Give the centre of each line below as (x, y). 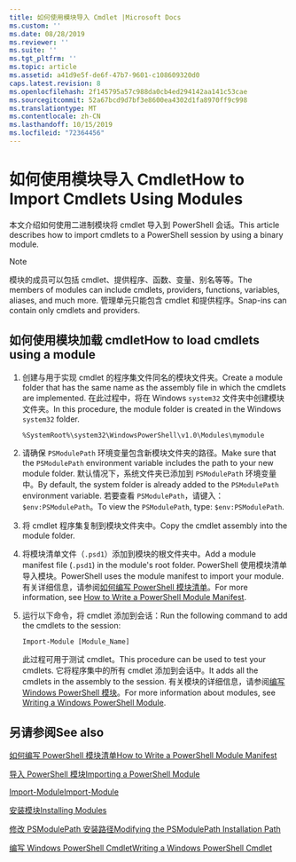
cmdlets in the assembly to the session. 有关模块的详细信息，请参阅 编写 (153, 681)
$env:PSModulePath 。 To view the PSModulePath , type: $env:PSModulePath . (153, 506)
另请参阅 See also (57, 733)
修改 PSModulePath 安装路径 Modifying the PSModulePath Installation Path (145, 829)
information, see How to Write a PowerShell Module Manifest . (134, 597)
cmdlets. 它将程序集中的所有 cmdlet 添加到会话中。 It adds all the (140, 670)
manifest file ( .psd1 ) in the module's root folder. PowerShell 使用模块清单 (155, 565)
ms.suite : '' (33, 51)
